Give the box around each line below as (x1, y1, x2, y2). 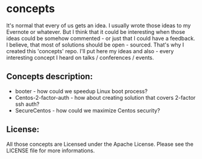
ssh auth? (15, 100, 39, 108)
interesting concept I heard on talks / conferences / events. (6, 54, 155, 61)
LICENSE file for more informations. (6, 147, 95, 154)
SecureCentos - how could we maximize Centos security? (15, 106, 161, 114)
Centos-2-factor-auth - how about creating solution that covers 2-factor (15, 94, 196, 101)
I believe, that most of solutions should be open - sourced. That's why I (6, 41, 184, 48)
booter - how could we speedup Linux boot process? (15, 87, 148, 95)
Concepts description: (6, 71, 93, 82)
